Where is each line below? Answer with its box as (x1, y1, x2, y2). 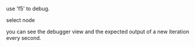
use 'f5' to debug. (6, 5, 50, 12)
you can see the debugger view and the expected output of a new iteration (6, 28, 189, 35)
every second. (6, 35, 42, 41)
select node (6, 17, 36, 23)
